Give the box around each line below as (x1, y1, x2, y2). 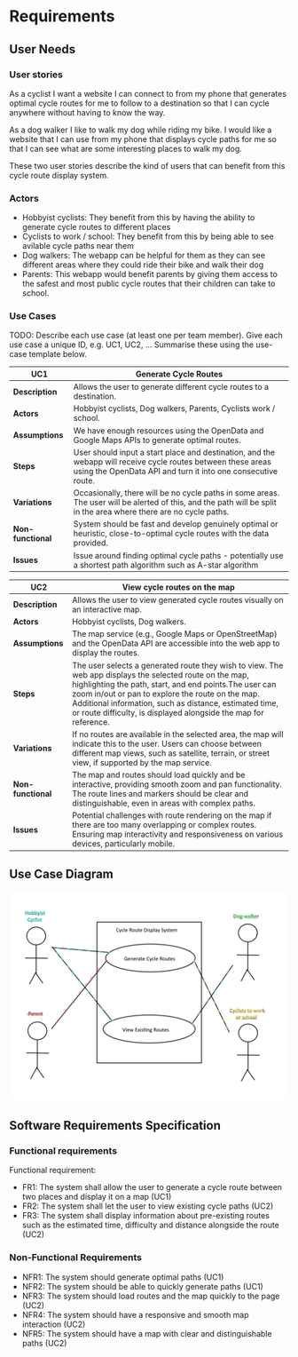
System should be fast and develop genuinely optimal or (73, 519, 278, 529)
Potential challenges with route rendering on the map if (72, 810, 272, 821)
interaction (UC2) (21, 1319, 86, 1329)
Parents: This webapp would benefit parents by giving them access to (21, 269, 278, 280)
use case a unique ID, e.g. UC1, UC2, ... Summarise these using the (9, 339, 255, 350)
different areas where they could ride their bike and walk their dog (21, 259, 264, 270)
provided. (73, 537, 108, 548)
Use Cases (9, 310, 57, 322)
